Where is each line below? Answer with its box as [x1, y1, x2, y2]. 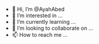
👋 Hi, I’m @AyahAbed [11, 6, 65, 12]
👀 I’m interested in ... [11, 12, 63, 19]
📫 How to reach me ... [11, 32, 68, 38]
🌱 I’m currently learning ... [11, 18, 76, 25]
